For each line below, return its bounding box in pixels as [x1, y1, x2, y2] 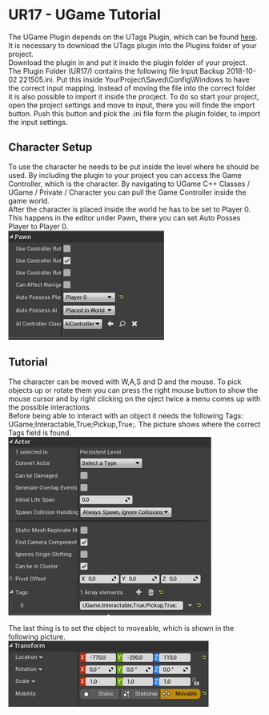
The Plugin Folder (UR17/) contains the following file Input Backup [8, 66, 225, 75]
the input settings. [8, 117, 68, 127]
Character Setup [8, 140, 93, 154]
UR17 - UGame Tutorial [8, 6, 162, 24]
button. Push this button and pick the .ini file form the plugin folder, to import [8, 108, 261, 118]
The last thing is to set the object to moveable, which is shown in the [8, 623, 235, 632]
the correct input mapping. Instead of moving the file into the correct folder [8, 83, 256, 93]
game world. [8, 196, 50, 205]
